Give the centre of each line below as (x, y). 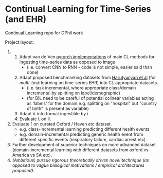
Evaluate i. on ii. (35, 119)
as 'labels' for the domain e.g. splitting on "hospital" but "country (92, 103)
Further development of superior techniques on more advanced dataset (84, 144)
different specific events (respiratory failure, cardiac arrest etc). (83, 139)
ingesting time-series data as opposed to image (67, 62)
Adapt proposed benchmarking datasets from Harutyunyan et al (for (88, 77)
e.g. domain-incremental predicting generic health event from (81, 134)
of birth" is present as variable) (58, 108)
